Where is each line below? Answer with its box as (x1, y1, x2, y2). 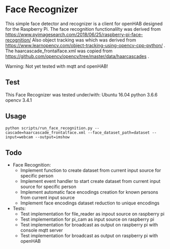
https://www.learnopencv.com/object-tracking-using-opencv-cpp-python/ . (5, 42, 165, 48)
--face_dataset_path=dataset (88, 130, 150, 135)
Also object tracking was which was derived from (32, 37, 137, 43)
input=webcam (5, 134, 33, 139)
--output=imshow (35, 134, 70, 139)
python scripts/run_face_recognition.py (5, 126, 93, 131)
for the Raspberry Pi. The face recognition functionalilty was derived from (5, 26, 161, 32)
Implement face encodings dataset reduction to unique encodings (20, 200, 160, 206)
